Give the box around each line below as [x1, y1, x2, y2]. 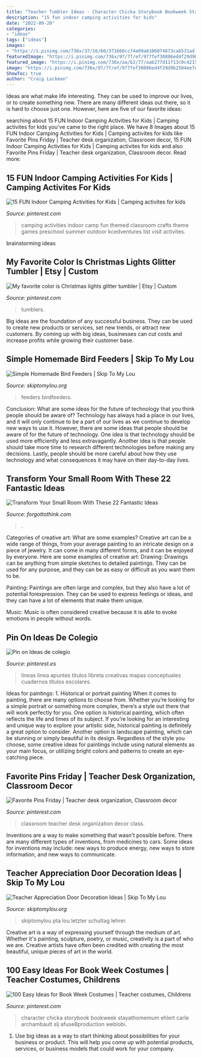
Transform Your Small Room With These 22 [6, 473, 171, 484]
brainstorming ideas [6, 239, 56, 247]
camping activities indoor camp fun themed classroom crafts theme [20, 221, 189, 229]
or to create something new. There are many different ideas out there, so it [6, 99, 191, 106]
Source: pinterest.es [6, 660, 57, 667]
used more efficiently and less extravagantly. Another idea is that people [6, 437, 186, 444]
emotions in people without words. [6, 615, 92, 622]
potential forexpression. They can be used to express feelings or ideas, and [6, 591, 194, 598]
